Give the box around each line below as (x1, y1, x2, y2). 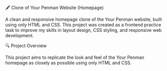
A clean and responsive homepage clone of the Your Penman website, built (5, 16, 162, 22)
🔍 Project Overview (5, 43, 47, 49)
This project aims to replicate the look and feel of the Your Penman (5, 54, 145, 60)
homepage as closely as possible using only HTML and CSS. (5, 60, 132, 65)
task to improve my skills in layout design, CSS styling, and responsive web (5, 27, 162, 33)
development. (5, 32, 34, 39)
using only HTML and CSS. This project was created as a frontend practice (5, 22, 161, 27)
